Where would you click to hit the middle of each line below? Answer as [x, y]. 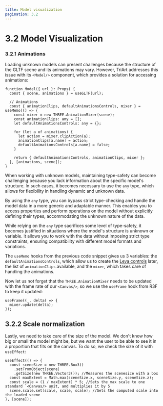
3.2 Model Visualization [54, 38]
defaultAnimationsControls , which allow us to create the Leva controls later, [81, 261]
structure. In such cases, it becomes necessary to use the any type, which [80, 186]
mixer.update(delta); [31, 304]
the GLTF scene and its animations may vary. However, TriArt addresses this [82, 70]
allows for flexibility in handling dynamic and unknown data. [65, 191]
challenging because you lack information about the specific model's [74, 180]
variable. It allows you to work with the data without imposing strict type [77, 236]
